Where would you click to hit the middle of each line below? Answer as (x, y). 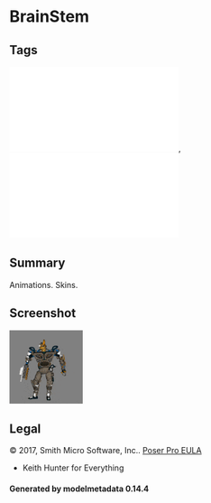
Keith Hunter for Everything (73, 468)
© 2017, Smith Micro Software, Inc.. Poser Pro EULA (105, 451)
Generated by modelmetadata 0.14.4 (79, 489)
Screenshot (43, 313)
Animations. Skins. (44, 284)
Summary (37, 263)
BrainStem (50, 17)
